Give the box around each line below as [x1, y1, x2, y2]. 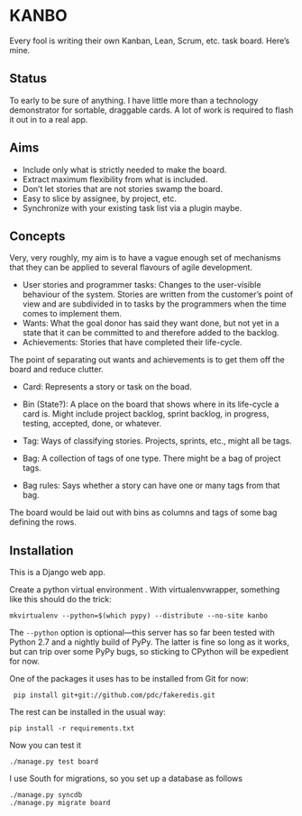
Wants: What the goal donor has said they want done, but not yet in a [22, 317, 279, 329]
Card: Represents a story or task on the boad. [22, 381, 192, 392]
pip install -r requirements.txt [9, 724, 135, 733]
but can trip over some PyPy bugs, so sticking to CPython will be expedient [9, 646, 288, 657]
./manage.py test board [9, 757, 99, 766]
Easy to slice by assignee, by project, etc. [22, 193, 178, 204]
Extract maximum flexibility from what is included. [22, 173, 208, 185]
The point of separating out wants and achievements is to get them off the [9, 354, 286, 365]
